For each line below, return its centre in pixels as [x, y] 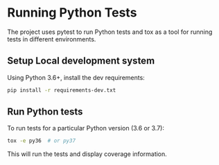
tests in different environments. [52, 39]
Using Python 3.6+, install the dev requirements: [76, 77]
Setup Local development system [81, 61]
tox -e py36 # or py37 [42, 141]
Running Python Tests [72, 13]
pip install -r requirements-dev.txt [62, 90]
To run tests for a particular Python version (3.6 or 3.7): [86, 128]
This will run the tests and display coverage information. [87, 154]
